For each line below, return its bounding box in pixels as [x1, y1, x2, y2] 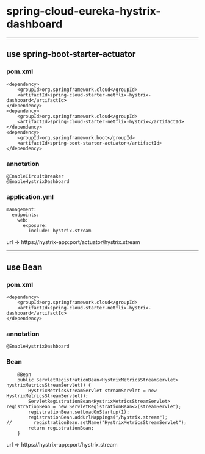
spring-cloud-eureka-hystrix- [6, 4, 161, 18]
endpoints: [12, 212, 40, 218]
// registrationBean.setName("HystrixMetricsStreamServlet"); [6, 419, 187, 425]
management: [6, 206, 37, 213]
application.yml [6, 192, 54, 201]
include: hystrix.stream [28, 228, 92, 234]
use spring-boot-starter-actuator [6, 49, 136, 59]
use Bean [6, 262, 43, 272]
